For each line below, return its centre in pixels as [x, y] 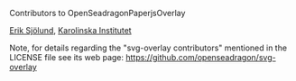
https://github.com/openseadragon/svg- [201, 57]
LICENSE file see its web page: [67, 57]
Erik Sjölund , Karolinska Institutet [71, 30]
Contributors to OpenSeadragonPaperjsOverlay [97, 13]
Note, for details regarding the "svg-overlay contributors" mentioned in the [148, 48]
